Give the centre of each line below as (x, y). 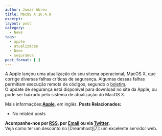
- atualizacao (24, 46)
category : (15, 28)
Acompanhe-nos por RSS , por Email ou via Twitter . (58, 123)
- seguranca (22, 55)
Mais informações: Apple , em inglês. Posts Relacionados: (63, 104)
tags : (11, 37)
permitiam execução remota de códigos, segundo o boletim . (66, 84)
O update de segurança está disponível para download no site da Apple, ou (81, 89)
